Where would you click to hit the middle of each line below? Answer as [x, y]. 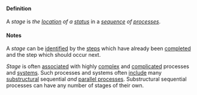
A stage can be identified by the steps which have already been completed [99, 48]
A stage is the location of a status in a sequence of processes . [83, 22]
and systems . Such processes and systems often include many [84, 73]
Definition [19, 8]
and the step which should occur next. [54, 55]
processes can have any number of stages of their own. [75, 85]
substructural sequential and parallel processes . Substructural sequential [96, 79]
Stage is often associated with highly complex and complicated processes [98, 66]
